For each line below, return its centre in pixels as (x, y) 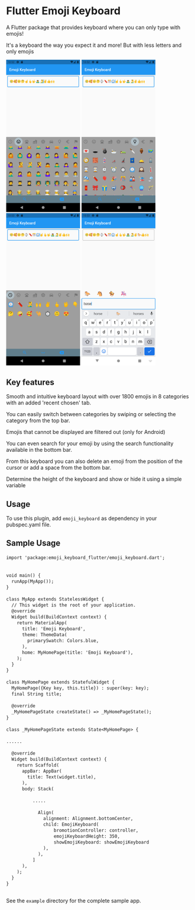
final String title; (37, 694)
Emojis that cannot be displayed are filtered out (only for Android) (86, 432)
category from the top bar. (38, 421)
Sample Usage (33, 543)
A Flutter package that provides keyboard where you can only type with (93, 27)
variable (16, 486)
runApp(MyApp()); (33, 581)
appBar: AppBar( (42, 771)
